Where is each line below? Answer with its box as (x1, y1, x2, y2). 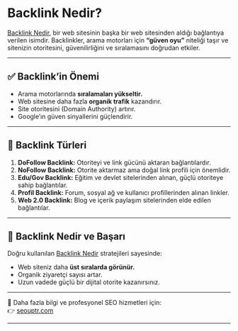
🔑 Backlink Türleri (7, 140, 87, 152)
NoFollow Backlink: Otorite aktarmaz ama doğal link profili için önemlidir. (17, 165, 231, 174)
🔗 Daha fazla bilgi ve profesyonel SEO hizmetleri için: (7, 298, 161, 307)
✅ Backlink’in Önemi (7, 71, 99, 83)
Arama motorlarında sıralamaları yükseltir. (17, 89, 143, 98)
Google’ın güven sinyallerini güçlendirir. (17, 112, 133, 120)
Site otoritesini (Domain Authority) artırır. (17, 104, 136, 113)
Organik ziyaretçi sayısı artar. (17, 271, 103, 279)
